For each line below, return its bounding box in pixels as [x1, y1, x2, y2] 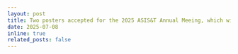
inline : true [7, 29, 46, 37]
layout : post [7, 10, 46, 18]
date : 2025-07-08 [7, 23, 59, 30]
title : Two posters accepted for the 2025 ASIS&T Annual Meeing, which [7, 17, 223, 24]
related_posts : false [7, 36, 72, 43]
